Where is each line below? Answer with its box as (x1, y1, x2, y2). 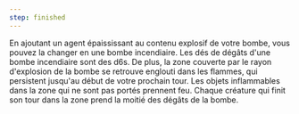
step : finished (9, 12, 66, 22)
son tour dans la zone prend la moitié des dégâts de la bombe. (9, 94, 239, 105)
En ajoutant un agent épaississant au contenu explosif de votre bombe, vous (9, 37, 291, 48)
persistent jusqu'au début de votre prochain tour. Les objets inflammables (9, 75, 281, 85)
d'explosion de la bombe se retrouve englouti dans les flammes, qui (9, 66, 258, 77)
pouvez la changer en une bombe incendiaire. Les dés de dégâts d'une (9, 46, 270, 58)
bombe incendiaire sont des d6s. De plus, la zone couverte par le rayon (9, 56, 272, 67)
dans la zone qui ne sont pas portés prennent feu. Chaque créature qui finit (9, 85, 286, 95)
